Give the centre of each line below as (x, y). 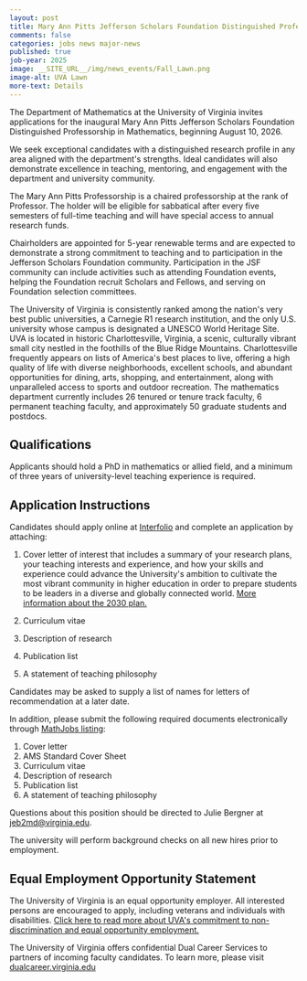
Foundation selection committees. (73, 291)
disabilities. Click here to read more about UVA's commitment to (129, 921)
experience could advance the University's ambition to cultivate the (150, 574)
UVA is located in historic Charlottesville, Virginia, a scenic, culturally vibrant (153, 338)
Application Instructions (80, 505)
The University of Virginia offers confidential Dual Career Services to (138, 948)
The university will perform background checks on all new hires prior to (144, 840)
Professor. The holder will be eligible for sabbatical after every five (135, 206)
